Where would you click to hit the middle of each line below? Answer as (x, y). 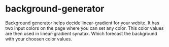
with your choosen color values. (39, 39)
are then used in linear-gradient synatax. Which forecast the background (81, 33)
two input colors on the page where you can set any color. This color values (84, 28)
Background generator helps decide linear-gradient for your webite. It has (82, 23)
